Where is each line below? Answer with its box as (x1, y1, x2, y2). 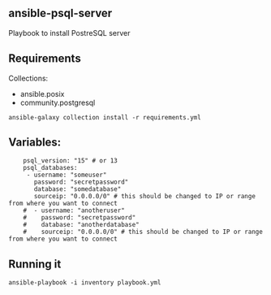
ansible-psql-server (8, 7, 113, 20)
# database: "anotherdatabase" (23, 221, 140, 229)
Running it (8, 257, 62, 271)
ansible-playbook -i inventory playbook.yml (8, 279, 161, 287)
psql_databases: (23, 164, 79, 172)
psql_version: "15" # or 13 (23, 157, 118, 165)
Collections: (8, 73, 49, 83)
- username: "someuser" (26, 171, 107, 180)
